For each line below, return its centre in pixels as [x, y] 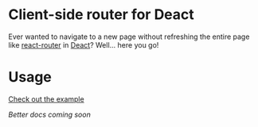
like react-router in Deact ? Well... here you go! [84, 44]
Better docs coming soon [50, 114]
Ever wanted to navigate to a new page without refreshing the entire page [129, 37]
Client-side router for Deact [102, 15]
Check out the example [47, 99]
